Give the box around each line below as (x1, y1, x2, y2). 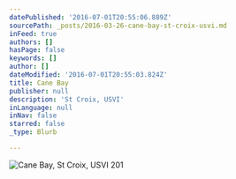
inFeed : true (9, 29, 57, 38)
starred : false (9, 120, 65, 129)
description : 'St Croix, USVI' (9, 94, 125, 104)
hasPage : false (9, 46, 65, 55)
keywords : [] (9, 54, 57, 63)
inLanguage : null (9, 103, 73, 112)
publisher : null (9, 86, 69, 95)
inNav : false (9, 111, 57, 120)
